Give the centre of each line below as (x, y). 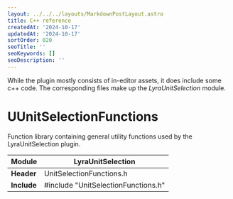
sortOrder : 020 (30, 41)
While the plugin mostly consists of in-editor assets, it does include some (114, 80)
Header (24, 173)
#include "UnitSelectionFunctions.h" (104, 185)
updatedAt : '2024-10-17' (44, 34)
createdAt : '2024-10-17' (44, 27)
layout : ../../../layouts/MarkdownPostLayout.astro (85, 14)
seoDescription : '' (36, 60)
